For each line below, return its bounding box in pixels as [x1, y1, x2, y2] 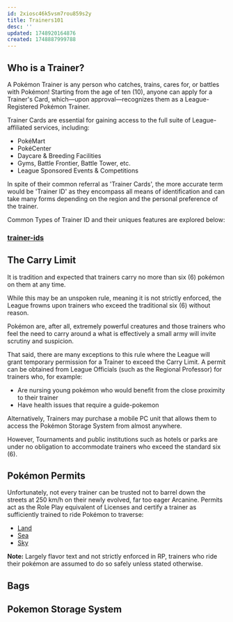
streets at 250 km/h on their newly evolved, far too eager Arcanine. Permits [7, 495, 223, 504]
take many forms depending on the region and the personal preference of [7, 194, 218, 202]
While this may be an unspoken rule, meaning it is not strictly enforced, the [7, 294, 222, 302]
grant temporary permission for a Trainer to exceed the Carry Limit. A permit [7, 358, 226, 366]
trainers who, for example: [7, 372, 83, 381]
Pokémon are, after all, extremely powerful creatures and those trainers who [7, 321, 226, 330]
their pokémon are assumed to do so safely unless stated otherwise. [7, 559, 203, 568]
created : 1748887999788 [7, 36, 77, 43]
